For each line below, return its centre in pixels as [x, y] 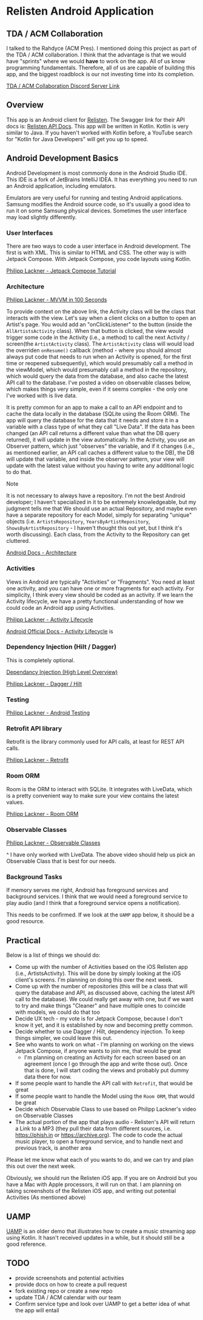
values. [15, 802]
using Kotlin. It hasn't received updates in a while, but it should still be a [95, 1237]
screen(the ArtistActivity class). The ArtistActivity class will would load [100, 344]
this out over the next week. [41, 1166]
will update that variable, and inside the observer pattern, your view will [95, 459]
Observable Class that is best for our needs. [61, 861]
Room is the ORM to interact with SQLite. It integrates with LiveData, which [99, 789]
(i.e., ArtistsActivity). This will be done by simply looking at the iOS [98, 973]
